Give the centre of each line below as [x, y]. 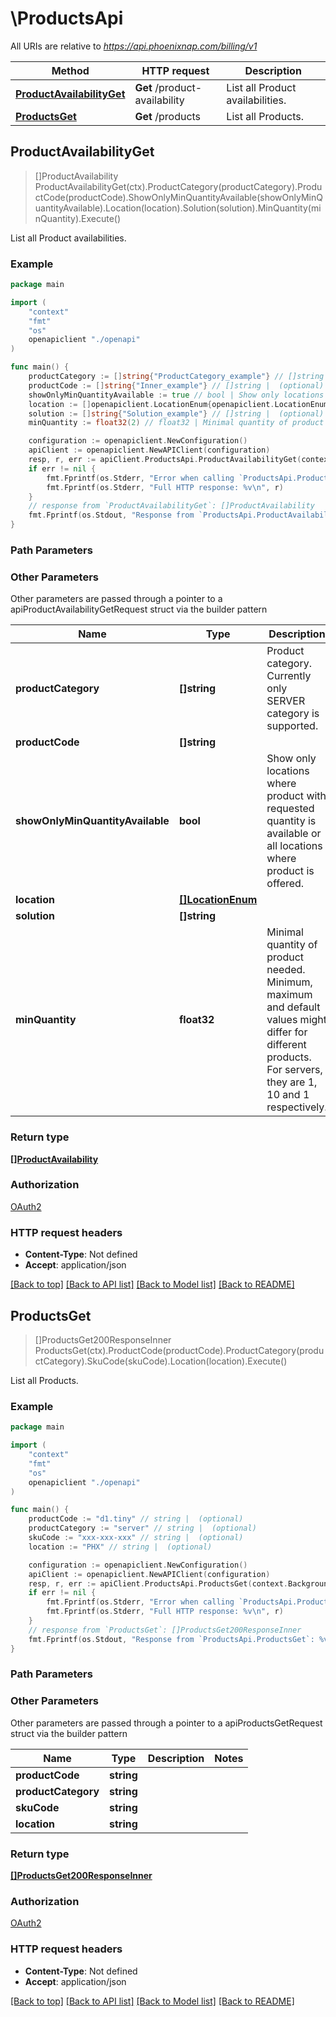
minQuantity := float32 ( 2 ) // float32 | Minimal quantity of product [176, 423]
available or [294, 834]
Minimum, [289, 982]
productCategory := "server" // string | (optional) [142, 1528]
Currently [289, 676]
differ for [287, 1032]
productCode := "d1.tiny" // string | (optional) [136, 1519]
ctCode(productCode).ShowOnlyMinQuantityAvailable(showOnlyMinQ [178, 197]
